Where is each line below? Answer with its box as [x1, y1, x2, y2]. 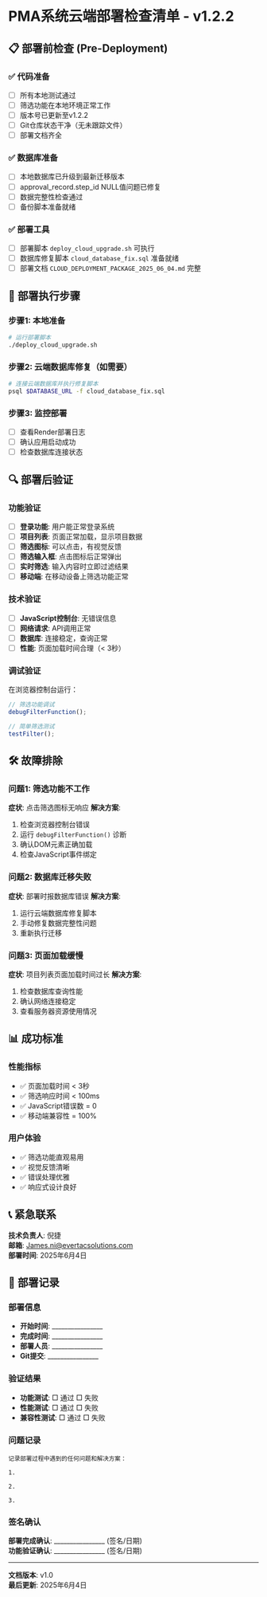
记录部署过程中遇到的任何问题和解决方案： [8, 1454, 127, 1462]
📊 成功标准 [8, 1032, 64, 1046]
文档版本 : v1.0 [8, 1571, 54, 1580]
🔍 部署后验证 [8, 473, 74, 486]
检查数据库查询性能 [19, 986, 83, 996]
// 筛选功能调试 [8, 700, 55, 709]
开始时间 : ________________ [19, 1321, 103, 1331]
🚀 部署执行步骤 [8, 288, 81, 303]
